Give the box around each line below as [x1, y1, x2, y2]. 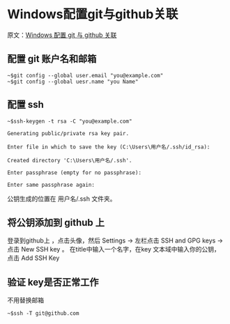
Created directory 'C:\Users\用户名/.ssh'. [7, 157, 132, 164]
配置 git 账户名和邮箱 [7, 53, 97, 65]
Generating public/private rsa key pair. [7, 130, 130, 137]
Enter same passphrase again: [7, 181, 95, 188]
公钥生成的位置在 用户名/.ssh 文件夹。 [7, 194, 116, 203]
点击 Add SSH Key [7, 254, 60, 262]
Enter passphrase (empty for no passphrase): [7, 169, 141, 176]
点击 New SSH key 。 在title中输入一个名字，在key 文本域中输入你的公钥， [7, 245, 221, 254]
